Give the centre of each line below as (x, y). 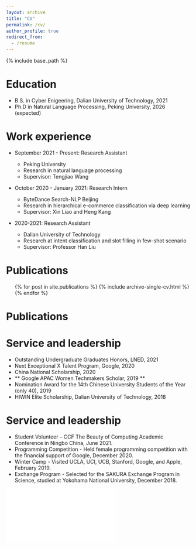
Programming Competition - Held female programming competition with (101, 449)
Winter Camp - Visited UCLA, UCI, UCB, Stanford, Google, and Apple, (98, 461)
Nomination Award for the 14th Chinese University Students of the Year (100, 384)
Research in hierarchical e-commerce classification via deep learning (107, 205)
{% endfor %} (31, 293)
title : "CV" (20, 18)
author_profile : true (32, 31)
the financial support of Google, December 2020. (74, 455)
